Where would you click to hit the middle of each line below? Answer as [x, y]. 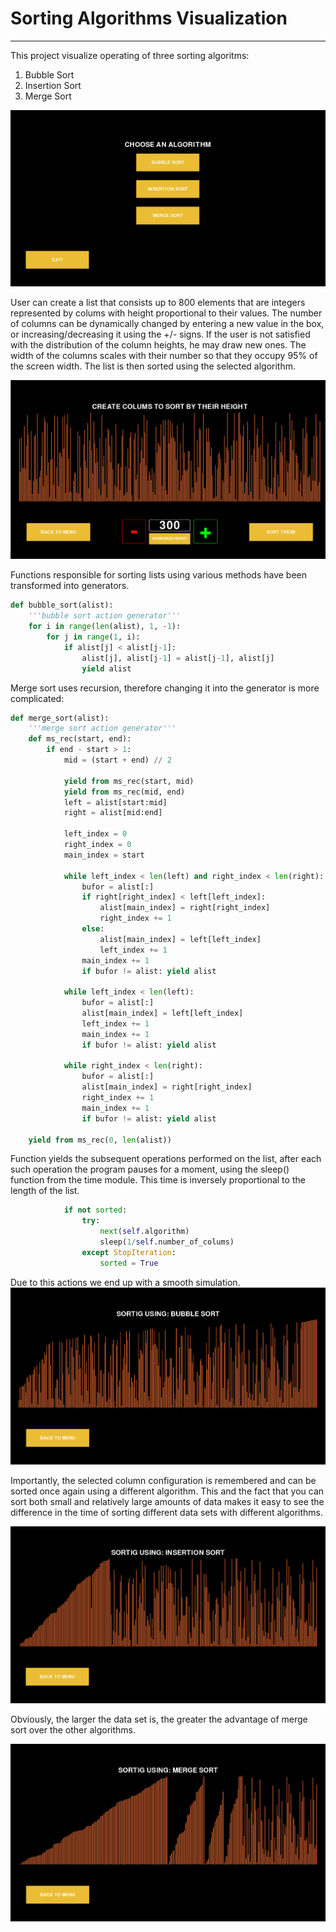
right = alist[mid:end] [113, 813]
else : [93, 929]
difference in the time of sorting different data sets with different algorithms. [167, 1512]
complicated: [37, 698]
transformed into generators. [70, 586]
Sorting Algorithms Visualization [149, 18]
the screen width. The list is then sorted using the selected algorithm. [153, 366]
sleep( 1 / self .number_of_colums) [167, 1242]
